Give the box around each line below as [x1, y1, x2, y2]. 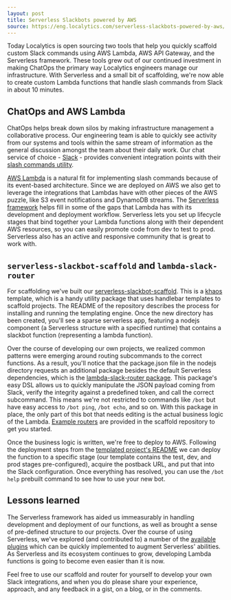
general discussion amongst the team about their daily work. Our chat [7, 146, 205, 154]
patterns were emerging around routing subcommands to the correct [7, 352, 203, 360]
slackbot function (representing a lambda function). [7, 331, 153, 339]
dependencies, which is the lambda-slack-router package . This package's [7, 373, 218, 382]
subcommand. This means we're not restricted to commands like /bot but [7, 395, 216, 404]
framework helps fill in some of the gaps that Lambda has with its [7, 203, 192, 211]
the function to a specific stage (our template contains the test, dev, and [7, 453, 212, 461]
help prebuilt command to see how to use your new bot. [7, 475, 166, 483]
